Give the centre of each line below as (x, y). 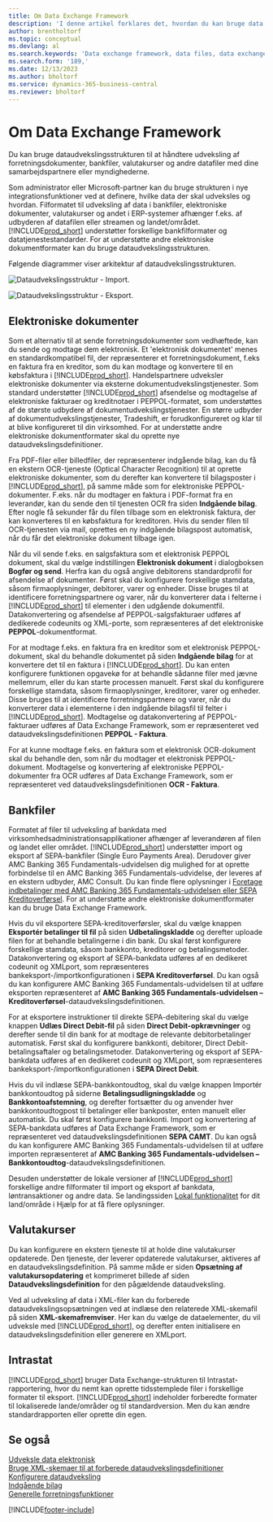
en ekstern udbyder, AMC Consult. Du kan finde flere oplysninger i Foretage (135, 881)
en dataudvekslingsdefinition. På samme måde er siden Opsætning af (126, 1266)
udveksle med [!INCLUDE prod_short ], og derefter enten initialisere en (125, 1326)
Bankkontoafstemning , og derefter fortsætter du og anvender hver (121, 1102)
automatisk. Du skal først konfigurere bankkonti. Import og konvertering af (132, 1119)
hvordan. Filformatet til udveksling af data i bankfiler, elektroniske (118, 205)
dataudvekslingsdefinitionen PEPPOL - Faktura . (88, 735)
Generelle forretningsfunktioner (61, 1494)
